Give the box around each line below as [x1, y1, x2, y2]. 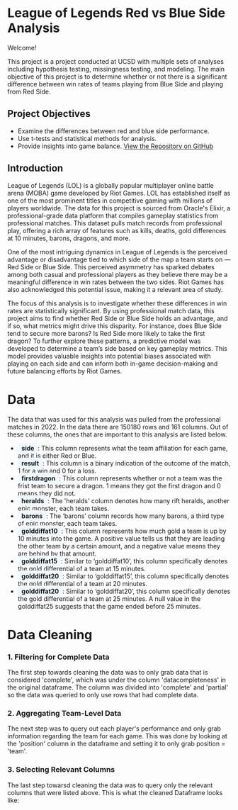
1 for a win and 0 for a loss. [17, 466, 97, 475]
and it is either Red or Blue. [17, 451, 97, 460]
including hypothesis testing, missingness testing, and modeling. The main [7, 64, 225, 73]
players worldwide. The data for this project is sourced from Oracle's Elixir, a [7, 203, 231, 212]
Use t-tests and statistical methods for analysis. [17, 134, 157, 142]
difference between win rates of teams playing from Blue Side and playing [7, 79, 224, 88]
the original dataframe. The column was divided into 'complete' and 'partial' [7, 682, 229, 692]
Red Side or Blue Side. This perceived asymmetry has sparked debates [7, 262, 215, 271]
